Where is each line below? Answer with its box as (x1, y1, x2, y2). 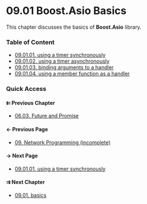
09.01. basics (14, 192, 47, 199)
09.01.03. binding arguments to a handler (14, 64, 114, 71)
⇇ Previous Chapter (6, 99, 56, 106)
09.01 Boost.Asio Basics (6, 4, 127, 18)
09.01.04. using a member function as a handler (14, 70, 130, 77)
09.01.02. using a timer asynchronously (14, 57, 110, 65)
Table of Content (6, 38, 55, 46)
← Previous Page (6, 125, 49, 132)
